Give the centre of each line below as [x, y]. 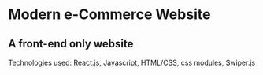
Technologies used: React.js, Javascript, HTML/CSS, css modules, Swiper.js [132, 62]
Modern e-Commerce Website [109, 15]
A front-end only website [71, 44]
